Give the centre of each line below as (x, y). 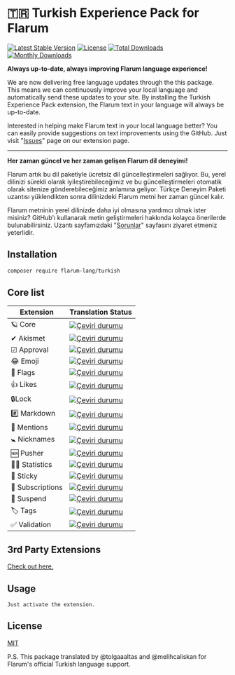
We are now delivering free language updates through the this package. (111, 82)
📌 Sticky (24, 476)
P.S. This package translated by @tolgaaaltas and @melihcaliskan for (107, 656)
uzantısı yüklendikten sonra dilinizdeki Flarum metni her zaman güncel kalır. (116, 196)
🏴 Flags (23, 373)
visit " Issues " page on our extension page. (69, 140)
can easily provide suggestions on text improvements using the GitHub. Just (117, 133)
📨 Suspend (29, 499)
